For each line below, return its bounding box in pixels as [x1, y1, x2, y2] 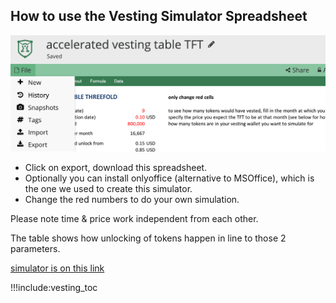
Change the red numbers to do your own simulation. [24, 194, 240, 206]
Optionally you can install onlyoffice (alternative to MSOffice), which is [24, 172, 315, 184]
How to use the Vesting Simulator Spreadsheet [10, 8, 308, 25]
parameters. [10, 243, 61, 255]
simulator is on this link [10, 262, 105, 274]
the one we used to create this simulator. [24, 183, 193, 195]
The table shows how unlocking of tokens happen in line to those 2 [10, 232, 287, 244]
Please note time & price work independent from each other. [10, 213, 259, 225]
